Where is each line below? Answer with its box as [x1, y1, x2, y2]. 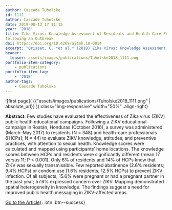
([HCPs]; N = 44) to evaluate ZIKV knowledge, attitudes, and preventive [5, 135, 156, 141]
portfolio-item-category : [5, 60, 60, 65]
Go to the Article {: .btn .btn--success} [5, 199, 85, 205]
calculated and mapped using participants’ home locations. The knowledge [5, 145, 164, 152]
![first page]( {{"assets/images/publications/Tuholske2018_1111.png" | [5, 98, 151, 104]
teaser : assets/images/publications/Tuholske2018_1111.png [10, 55, 139, 60]
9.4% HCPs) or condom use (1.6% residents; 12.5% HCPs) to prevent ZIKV [5, 167, 163, 174]
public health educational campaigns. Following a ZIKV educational [5, 118, 147, 124]
